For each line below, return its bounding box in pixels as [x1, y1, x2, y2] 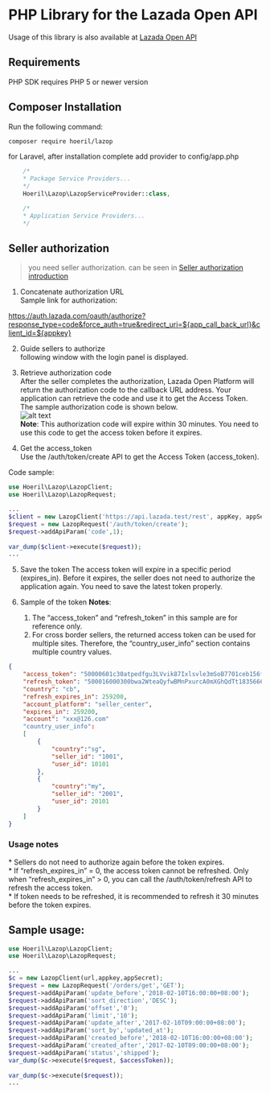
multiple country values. [31, 647, 112, 657]
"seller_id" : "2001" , [51, 790, 125, 798]
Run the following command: [8, 122, 103, 131]
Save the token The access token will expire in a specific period [19, 565, 231, 575]
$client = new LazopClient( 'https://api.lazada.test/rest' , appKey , [8, 513, 243, 521]
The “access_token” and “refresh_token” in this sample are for [31, 613, 238, 623]
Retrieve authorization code [19, 368, 112, 377]
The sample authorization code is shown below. [19, 402, 178, 412]
